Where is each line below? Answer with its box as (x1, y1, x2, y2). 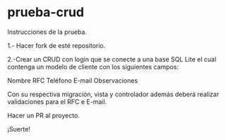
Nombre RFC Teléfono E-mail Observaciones (7, 76, 138, 85)
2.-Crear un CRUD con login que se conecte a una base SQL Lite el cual (7, 54, 217, 64)
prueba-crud (7, 4, 85, 21)
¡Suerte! (7, 124, 30, 133)
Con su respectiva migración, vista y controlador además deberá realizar (7, 90, 220, 98)
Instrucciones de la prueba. (7, 28, 87, 36)
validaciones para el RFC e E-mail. (7, 97, 107, 106)
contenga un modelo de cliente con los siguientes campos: (7, 62, 179, 71)
